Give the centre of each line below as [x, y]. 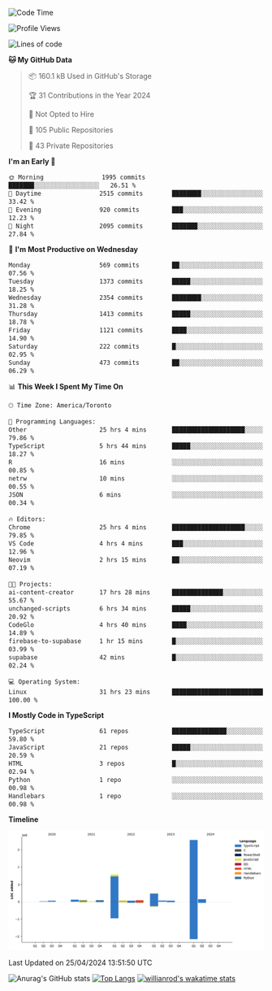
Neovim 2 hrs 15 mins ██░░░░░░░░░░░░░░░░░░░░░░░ [136, 560]
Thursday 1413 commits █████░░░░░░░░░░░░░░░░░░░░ [136, 314]
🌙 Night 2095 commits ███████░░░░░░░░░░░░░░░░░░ [136, 226]
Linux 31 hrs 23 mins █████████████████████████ [136, 692]
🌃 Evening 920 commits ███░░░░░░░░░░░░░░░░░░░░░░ [136, 210]
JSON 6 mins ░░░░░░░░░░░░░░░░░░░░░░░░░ [136, 495]
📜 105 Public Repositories [71, 130]
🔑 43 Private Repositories [71, 146]
